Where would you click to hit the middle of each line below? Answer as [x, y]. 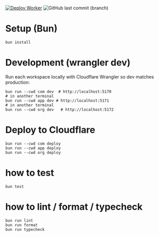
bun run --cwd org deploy [33, 152]
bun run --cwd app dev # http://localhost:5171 [57, 101]
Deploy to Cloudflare [50, 130]
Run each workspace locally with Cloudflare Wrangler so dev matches [80, 76]
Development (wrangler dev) [68, 63]
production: [17, 82]
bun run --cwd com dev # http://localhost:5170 [58, 92]
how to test [30, 173]
